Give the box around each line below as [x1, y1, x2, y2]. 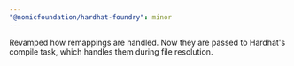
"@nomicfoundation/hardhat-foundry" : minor [9, 12, 173, 22]
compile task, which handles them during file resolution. [9, 46, 213, 57]
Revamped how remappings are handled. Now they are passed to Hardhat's [9, 37, 286, 48]
